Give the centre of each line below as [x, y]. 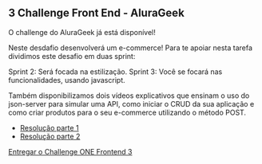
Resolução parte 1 [49, 127]
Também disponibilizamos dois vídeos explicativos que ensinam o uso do [129, 96]
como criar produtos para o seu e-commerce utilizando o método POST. [127, 112]
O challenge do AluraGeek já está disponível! [82, 32]
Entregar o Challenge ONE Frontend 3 [70, 151]
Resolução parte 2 [50, 136]
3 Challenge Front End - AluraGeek [97, 13]
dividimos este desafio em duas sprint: [72, 56]
